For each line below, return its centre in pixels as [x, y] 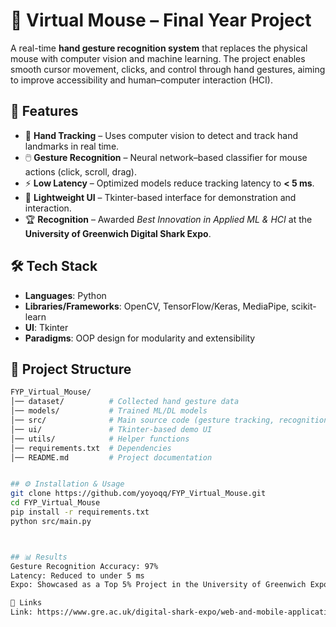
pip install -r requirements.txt [80, 512]
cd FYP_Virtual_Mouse [55, 503]
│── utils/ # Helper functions [100, 439]
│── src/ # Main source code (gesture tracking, [142, 420]
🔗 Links [26, 603]
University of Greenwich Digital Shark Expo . [118, 233]
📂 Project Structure [71, 369]
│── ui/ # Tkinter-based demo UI [111, 429]
